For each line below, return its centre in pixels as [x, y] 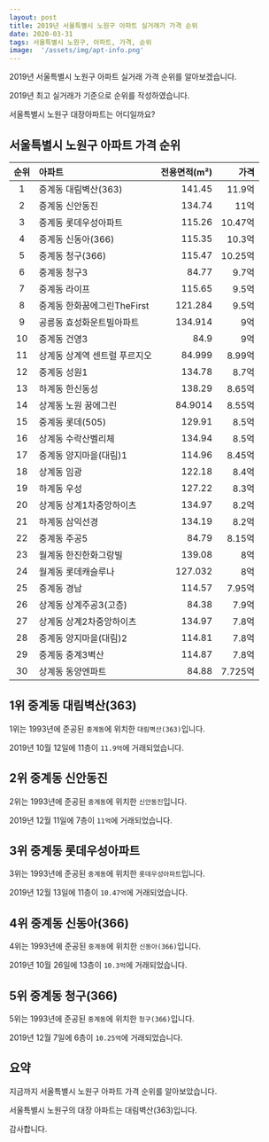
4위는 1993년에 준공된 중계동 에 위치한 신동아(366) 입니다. [105, 946]
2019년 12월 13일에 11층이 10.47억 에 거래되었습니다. [99, 893]
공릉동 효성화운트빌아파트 [89, 322]
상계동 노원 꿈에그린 [78, 405]
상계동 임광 [60, 472]
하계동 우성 [60, 489]
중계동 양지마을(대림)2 [83, 637]
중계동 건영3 [63, 339]
